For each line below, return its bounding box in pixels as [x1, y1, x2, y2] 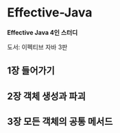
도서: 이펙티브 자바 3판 [7, 43, 68, 51]
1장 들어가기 [7, 65, 55, 77]
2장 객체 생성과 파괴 [7, 90, 86, 102]
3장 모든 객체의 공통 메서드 [7, 116, 113, 128]
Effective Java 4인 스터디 [7, 28, 78, 36]
